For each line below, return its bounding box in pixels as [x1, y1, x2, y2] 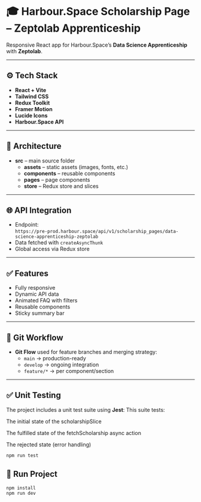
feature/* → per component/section [23, 368, 114, 374]
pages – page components [23, 176, 91, 183]
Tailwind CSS [14, 93, 49, 100]
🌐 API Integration [6, 205, 72, 215]
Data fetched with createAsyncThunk [14, 239, 103, 246]
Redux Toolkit [14, 99, 50, 106]
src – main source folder [14, 157, 75, 164]
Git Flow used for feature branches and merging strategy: [14, 348, 157, 356]
